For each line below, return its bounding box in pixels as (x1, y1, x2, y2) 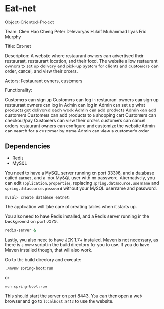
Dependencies (5, 142, 50, 151)
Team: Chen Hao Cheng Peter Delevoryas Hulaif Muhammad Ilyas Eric (5, 28, 147, 34)
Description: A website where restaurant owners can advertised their (5, 52, 144, 59)
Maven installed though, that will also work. (5, 247, 93, 253)
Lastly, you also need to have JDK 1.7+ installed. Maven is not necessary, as (5, 237, 158, 243)
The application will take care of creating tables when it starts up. (5, 203, 137, 209)
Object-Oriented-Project (5, 19, 54, 25)
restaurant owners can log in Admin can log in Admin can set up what (5, 102, 145, 108)
